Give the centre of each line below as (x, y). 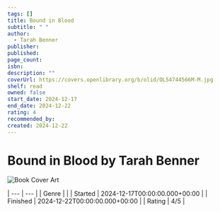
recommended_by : (31, 119)
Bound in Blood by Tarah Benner (104, 160)
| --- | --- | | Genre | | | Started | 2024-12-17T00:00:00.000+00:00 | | (108, 194)
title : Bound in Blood (41, 20)
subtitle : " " (28, 27)
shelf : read (25, 86)
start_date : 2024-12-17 (42, 100)
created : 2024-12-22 (38, 125)
